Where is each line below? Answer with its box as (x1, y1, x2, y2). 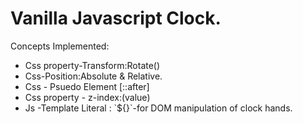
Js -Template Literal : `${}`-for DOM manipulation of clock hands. (24, 102, 293, 114)
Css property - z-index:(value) (24, 91, 151, 103)
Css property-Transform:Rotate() (24, 59, 161, 71)
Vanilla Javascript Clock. (10, 7, 222, 30)
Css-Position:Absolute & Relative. (24, 70, 163, 82)
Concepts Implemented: (10, 40, 110, 52)
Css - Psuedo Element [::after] (24, 80, 150, 92)
